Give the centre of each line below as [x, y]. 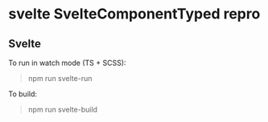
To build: [23, 94]
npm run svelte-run [60, 78]
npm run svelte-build [63, 110]
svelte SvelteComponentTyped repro [134, 14]
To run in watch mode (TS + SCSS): [67, 63]
